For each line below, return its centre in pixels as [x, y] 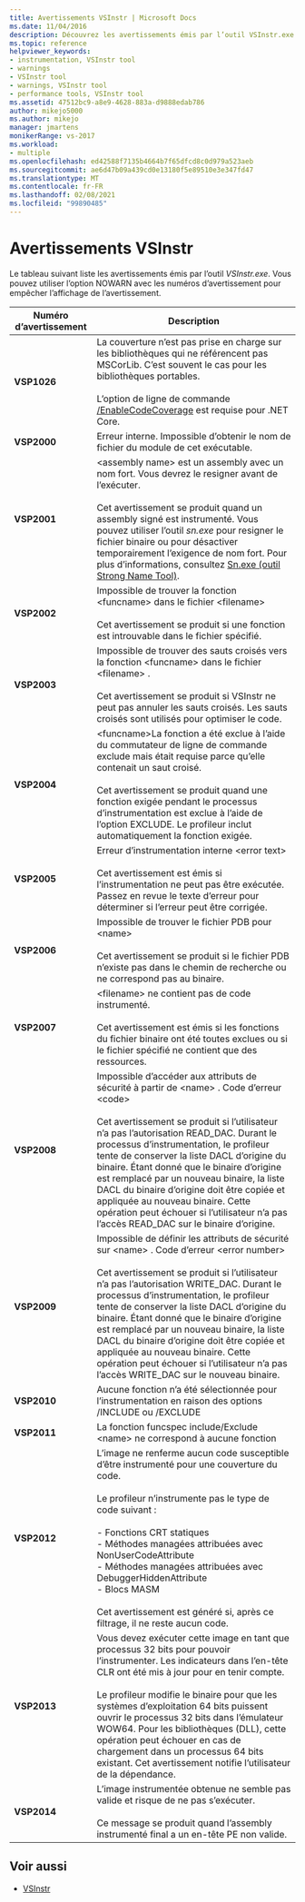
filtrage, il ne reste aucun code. [162, 1623]
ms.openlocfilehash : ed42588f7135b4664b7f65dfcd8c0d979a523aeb [132, 161]
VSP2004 [35, 784]
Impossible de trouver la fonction [167, 590]
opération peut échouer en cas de [169, 1739]
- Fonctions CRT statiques [153, 1532]
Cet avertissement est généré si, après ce [185, 1611]
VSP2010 [35, 1401]
